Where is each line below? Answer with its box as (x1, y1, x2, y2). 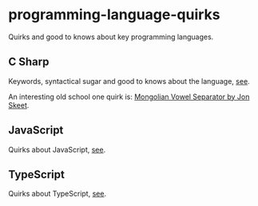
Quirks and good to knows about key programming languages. (8, 32, 214, 42)
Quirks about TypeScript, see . (8, 189, 106, 199)
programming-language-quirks (8, 6, 220, 24)
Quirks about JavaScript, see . (8, 145, 106, 154)
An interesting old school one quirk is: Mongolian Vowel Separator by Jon (8, 92, 250, 101)
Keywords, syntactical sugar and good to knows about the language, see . (8, 76, 250, 85)
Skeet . (8, 100, 30, 109)
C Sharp (8, 55, 50, 69)
